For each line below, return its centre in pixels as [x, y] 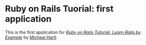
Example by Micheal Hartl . [31, 37]
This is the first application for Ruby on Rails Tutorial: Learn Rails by [73, 32]
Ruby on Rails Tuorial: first [59, 9]
